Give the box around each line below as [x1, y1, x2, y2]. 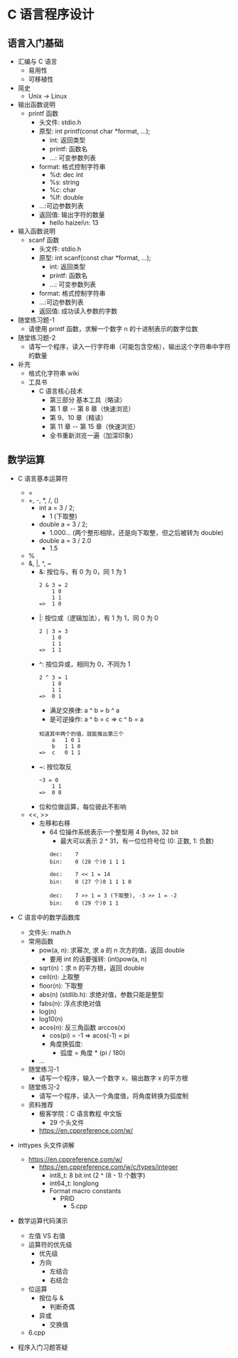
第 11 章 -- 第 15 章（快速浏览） [49, 422, 140, 431]
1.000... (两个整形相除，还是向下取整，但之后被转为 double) [49, 528, 224, 537]
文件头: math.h [28, 928, 71, 937]
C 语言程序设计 [7, 6, 94, 23]
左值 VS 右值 [28, 1231, 66, 1240]
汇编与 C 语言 [17, 58, 58, 65]
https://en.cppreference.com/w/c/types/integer [38, 1163, 178, 1171]
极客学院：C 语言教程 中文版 [38, 1109, 122, 1118]
